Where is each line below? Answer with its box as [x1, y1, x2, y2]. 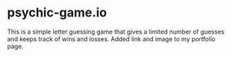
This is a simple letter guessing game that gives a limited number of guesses [7, 27, 225, 36]
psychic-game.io [7, 5, 108, 21]
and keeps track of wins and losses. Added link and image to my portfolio [7, 34, 216, 43]
